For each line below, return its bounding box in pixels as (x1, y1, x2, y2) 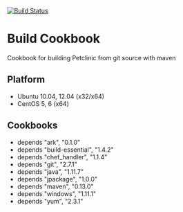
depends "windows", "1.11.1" (17, 189, 97, 197)
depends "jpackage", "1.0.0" (17, 175, 98, 183)
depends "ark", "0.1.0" (17, 138, 81, 146)
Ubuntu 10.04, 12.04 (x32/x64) (17, 92, 105, 100)
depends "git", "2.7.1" (17, 160, 77, 168)
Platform (7, 73, 46, 86)
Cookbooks (7, 120, 58, 132)
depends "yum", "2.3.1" (17, 197, 84, 205)
